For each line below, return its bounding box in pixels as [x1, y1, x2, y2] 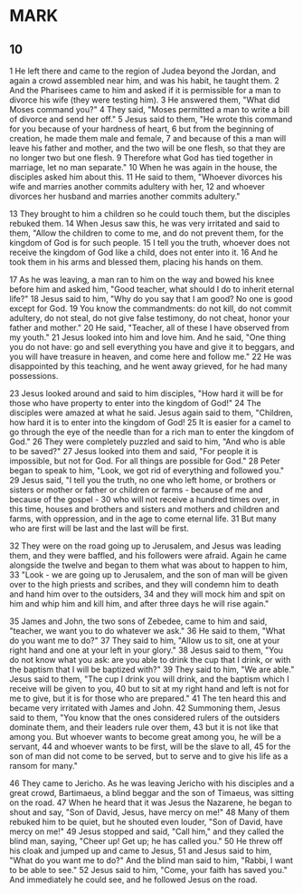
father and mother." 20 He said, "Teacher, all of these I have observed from [9, 323, 289, 333]
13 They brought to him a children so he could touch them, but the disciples [9, 209, 291, 219]
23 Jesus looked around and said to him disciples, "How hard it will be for [9, 388, 284, 399]
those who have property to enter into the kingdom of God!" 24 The [9, 398, 262, 408]
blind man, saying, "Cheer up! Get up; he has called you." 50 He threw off [9, 836, 283, 846]
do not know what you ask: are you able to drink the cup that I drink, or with [9, 655, 291, 665]
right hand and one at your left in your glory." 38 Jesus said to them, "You [9, 645, 283, 656]
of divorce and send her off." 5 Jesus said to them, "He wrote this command [9, 114, 293, 124]
